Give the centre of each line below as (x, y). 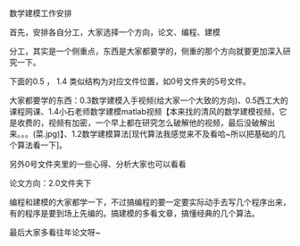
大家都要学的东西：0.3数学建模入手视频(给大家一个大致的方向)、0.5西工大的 (149, 100)
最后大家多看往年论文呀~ (55, 232)
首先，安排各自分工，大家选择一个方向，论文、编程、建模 (115, 32)
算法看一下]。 (42, 145)
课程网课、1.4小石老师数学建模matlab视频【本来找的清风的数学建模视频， (144, 111)
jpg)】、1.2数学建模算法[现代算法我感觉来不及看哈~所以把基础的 (162, 134)
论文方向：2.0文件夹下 (50, 183)
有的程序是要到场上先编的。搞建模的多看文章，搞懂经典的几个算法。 (134, 213)
